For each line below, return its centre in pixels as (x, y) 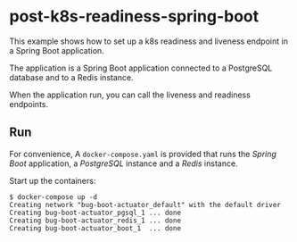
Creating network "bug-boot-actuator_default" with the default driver (145, 204)
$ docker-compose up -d (54, 197)
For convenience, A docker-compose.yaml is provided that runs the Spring (143, 154)
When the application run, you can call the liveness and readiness (130, 95)
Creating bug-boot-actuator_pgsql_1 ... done (95, 213)
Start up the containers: (53, 180)
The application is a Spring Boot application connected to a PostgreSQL (141, 68)
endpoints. (29, 104)
